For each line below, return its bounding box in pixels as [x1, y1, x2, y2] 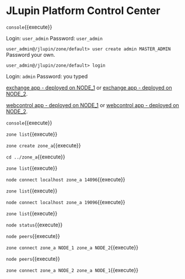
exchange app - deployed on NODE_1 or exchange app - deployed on [6, 84, 172, 91]
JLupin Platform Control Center [6, 4, 160, 18]
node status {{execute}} [6, 221, 63, 228]
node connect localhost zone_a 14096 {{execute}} [6, 175, 125, 182]
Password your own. [6, 51, 55, 58]
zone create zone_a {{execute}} [6, 142, 81, 149]
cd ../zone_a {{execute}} [6, 153, 65, 160]
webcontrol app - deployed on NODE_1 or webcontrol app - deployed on [6, 101, 179, 109]
